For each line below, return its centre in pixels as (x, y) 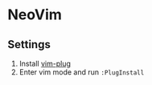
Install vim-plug (45, 63)
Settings (29, 45)
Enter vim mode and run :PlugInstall (82, 72)
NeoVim (35, 15)
